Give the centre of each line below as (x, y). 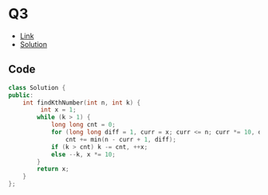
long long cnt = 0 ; (83, 125)
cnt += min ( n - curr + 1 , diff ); (121, 139)
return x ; (53, 169)
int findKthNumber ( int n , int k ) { (82, 103)
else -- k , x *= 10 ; (83, 154)
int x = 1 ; (59, 110)
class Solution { (37, 88)
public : (21, 95)
